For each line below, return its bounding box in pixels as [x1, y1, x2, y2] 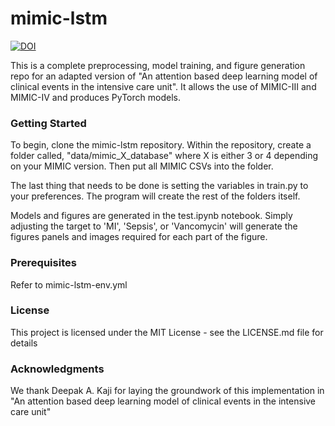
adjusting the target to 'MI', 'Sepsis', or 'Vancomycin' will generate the [10, 220, 298, 232]
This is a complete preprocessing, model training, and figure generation [10, 59, 306, 71]
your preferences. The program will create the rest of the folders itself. [10, 190, 301, 202]
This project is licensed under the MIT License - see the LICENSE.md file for [10, 326, 324, 338]
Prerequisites [10, 256, 77, 270]
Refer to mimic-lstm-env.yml [10, 278, 128, 291]
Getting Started [10, 116, 87, 130]
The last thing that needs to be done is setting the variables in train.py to [10, 180, 309, 192]
